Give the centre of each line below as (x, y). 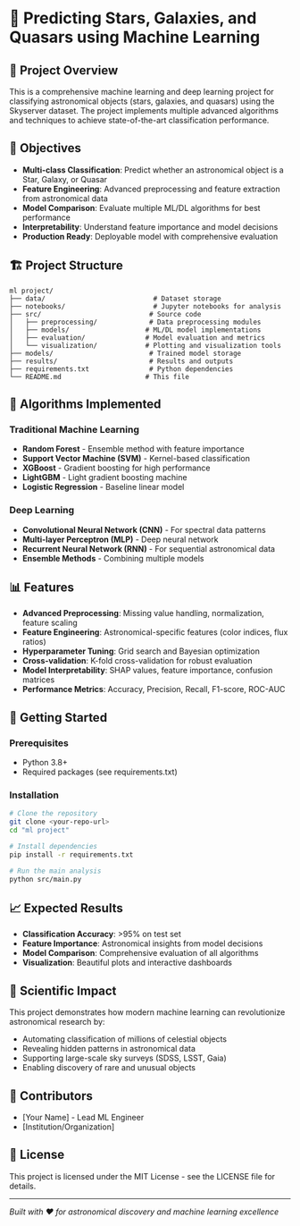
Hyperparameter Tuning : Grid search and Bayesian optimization (141, 651)
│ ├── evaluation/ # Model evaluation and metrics (137, 338)
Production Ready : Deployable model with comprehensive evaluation (150, 236)
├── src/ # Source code (105, 314)
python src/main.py (46, 879)
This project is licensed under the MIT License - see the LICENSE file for (142, 1176)
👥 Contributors (51, 1096)
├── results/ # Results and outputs (121, 361)
